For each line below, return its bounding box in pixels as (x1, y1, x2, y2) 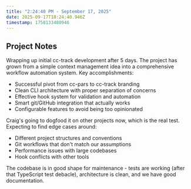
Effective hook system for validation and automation (14, 93, 141, 100)
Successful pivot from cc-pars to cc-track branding (14, 80, 140, 88)
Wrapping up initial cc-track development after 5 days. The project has (6, 57, 177, 64)
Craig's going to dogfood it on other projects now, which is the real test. (6, 117, 180, 124)
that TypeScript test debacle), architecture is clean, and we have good (6, 171, 176, 178)
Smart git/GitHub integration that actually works (14, 99, 130, 106)
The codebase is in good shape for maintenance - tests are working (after (6, 165, 185, 172)
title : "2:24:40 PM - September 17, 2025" (6, 8, 112, 15)
